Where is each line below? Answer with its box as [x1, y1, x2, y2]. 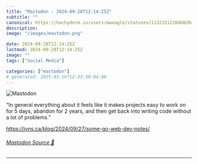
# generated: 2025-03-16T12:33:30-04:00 [6, 74, 107, 80]
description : [6, 25, 38, 31]
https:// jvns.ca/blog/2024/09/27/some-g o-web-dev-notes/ [6, 125, 150, 133]
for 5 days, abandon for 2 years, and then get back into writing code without [6, 107, 192, 115]
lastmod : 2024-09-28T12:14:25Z [6, 47, 83, 53]
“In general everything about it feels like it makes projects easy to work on [6, 101, 186, 109]
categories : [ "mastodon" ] [6, 68, 70, 74]
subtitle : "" [6, 14, 38, 20]
